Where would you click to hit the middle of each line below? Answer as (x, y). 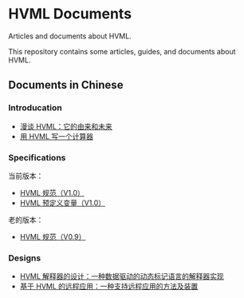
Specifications (37, 157)
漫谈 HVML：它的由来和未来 (66, 126)
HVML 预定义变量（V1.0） (63, 203)
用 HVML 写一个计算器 (57, 136)
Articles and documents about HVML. (70, 36)
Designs (25, 258)
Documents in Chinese (66, 85)
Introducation (35, 108)
